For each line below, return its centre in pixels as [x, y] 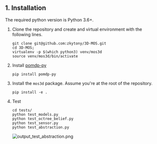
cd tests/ [22, 110]
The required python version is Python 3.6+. [49, 20]
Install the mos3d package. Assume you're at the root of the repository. [82, 83]
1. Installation [26, 8]
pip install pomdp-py [34, 74]
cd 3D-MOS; [23, 48]
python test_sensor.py [35, 123]
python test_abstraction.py [40, 127]
